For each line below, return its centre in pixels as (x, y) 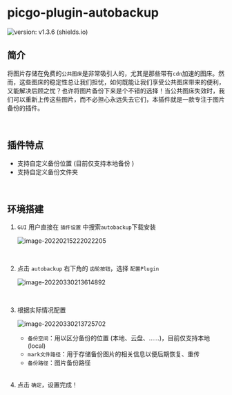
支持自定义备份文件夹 (47, 172)
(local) (37, 346)
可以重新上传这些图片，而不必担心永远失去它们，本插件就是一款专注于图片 (119, 99)
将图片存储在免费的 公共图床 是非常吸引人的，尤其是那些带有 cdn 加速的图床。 (113, 73)
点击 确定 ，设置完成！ (47, 385)
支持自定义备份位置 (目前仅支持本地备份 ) (76, 163)
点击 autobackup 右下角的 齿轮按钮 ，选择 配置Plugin (88, 268)
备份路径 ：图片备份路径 (59, 363)
